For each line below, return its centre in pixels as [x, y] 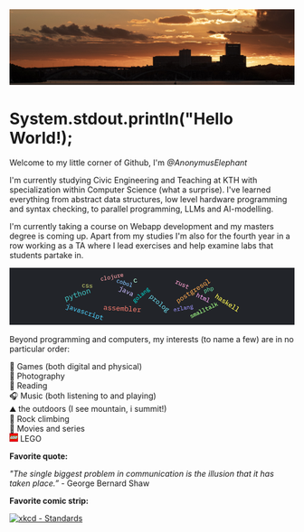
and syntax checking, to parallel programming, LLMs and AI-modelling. [142, 209]
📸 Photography [37, 376]
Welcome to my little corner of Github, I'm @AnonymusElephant [128, 163]
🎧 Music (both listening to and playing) [83, 396]
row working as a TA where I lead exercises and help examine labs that [142, 246]
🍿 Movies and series [47, 429]
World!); [41, 138]
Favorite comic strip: [49, 501]
